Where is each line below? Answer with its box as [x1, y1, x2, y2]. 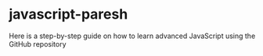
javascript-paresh [9, 5, 128, 23]
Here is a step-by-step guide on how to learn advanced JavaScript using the [9, 31, 256, 40]
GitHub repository [9, 39, 67, 48]
